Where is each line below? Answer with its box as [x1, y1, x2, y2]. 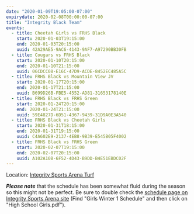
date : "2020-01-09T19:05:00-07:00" [6, 8, 93, 15]
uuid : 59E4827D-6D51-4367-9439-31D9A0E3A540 [16, 112, 127, 118]
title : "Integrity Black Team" [6, 19, 82, 25]
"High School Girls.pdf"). [6, 201, 66, 208]
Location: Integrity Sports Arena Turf [6, 171, 95, 178]
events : [6, 25, 25, 31]
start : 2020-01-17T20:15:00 [16, 80, 85, 85]
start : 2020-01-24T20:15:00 [16, 101, 85, 107]
